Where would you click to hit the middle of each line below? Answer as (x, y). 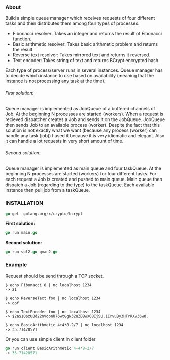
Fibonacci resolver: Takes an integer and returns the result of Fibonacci (87, 34)
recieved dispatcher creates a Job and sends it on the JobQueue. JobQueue (85, 119)
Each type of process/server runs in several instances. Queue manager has (84, 70)
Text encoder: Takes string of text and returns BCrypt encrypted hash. (86, 61)
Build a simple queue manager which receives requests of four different (80, 18)
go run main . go (21, 232)
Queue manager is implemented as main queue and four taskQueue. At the (83, 168)
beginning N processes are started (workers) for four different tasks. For (81, 173)
